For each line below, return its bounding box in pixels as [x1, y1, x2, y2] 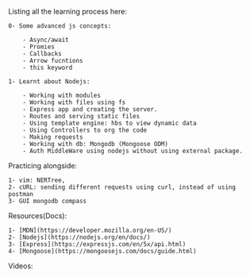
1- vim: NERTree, [8, 176, 66, 184]
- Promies [22, 43, 56, 51]
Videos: [8, 261, 33, 271]
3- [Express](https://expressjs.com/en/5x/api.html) [8, 240, 187, 248]
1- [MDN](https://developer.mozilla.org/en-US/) [8, 226, 172, 234]
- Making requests [22, 133, 83, 141]
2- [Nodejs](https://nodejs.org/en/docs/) [8, 233, 151, 241]
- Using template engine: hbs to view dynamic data [22, 119, 197, 127]
